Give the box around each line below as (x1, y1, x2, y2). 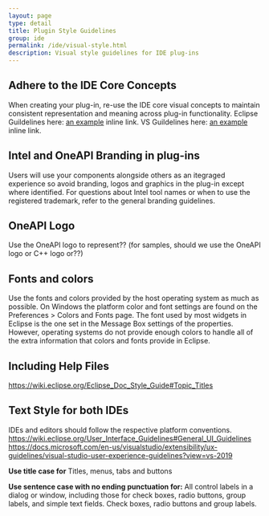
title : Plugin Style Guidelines (8, 26, 116, 35)
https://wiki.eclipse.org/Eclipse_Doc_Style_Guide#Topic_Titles (8, 380, 214, 390)
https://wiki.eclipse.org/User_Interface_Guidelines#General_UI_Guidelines (8, 433, 251, 443)
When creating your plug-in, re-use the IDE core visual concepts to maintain (8, 100, 260, 109)
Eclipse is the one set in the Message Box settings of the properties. (8, 319, 234, 329)
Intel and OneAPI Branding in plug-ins (8, 149, 201, 163)
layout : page (8, 11, 52, 20)
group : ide (8, 34, 45, 43)
